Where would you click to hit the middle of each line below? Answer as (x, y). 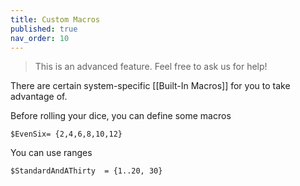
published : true (44, 29)
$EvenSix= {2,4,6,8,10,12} (66, 134)
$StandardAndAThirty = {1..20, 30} (86, 171)
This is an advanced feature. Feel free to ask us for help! (151, 67)
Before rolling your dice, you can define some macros (121, 116)
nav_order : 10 (40, 38)
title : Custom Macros (55, 19)
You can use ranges (51, 153)
